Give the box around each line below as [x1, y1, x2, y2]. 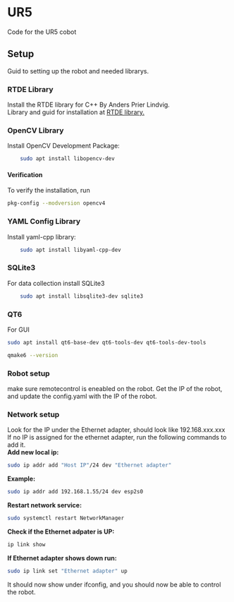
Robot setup [7, 368, 51, 378]
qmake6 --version [7, 351, 58, 359]
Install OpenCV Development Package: [7, 142, 120, 150]
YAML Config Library [7, 217, 81, 227]
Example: [7, 474, 36, 483]
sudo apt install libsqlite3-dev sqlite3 [20, 292, 143, 300]
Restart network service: [7, 501, 82, 510]
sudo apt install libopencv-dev [20, 155, 115, 162]
